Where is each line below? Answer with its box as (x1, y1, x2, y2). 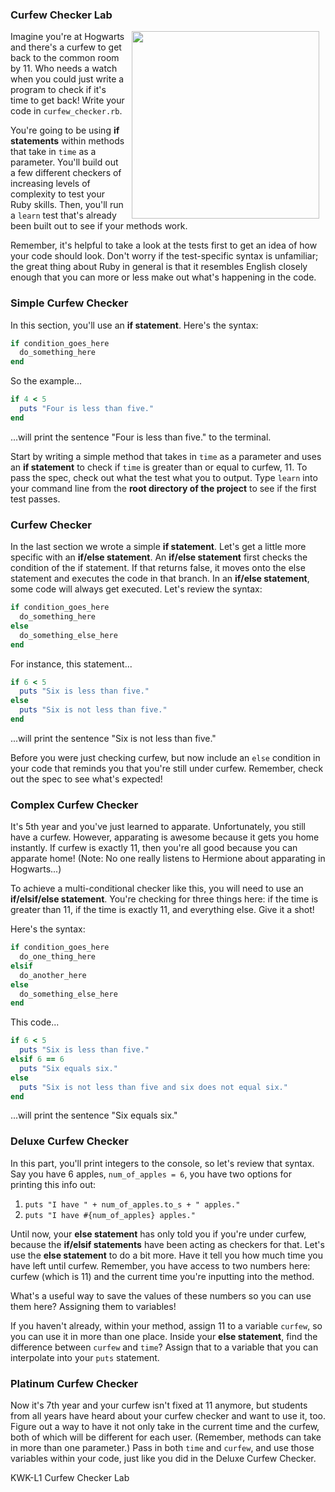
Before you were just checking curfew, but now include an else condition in (10, 751, 321, 763)
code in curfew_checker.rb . (10, 105, 123, 117)
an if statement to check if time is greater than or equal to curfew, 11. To (10, 461, 308, 473)
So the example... (10, 375, 83, 387)
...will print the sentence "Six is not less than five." (10, 732, 217, 744)
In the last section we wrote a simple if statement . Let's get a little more (10, 541, 307, 553)
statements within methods (10, 135, 125, 147)
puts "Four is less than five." (19, 404, 155, 414)
